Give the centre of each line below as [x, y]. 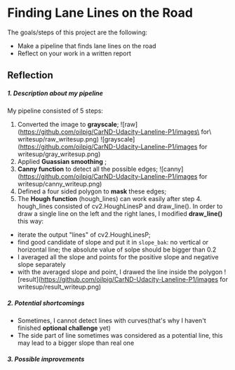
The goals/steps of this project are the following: [78, 32]
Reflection [31, 75]
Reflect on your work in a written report [74, 53]
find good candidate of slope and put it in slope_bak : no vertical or [113, 242]
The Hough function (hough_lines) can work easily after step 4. [109, 199]
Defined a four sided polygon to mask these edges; [92, 191]
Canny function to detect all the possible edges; [88, 169]
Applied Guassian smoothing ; [62, 162]
